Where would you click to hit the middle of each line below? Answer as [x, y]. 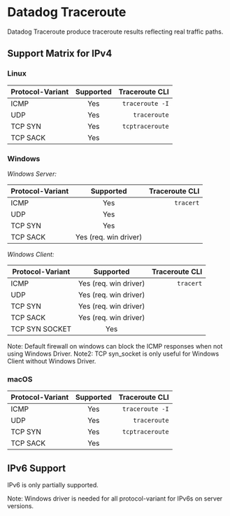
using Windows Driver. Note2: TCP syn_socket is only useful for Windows [113, 354]
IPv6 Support [37, 468]
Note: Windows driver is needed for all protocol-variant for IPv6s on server [115, 498]
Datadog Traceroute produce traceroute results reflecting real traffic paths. [115, 32]
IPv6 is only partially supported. [53, 485]
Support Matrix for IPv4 [60, 54]
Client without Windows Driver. [52, 361]
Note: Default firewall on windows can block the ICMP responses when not [115, 346]
